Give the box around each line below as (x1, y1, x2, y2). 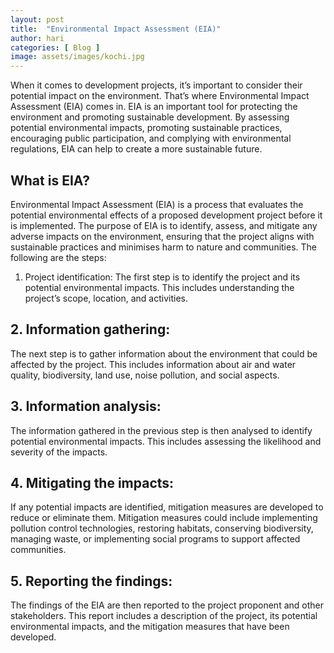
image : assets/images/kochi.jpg (10, 52, 145, 62)
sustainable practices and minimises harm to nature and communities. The (10, 241, 318, 253)
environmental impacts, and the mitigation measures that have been (10, 621, 290, 633)
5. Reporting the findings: (10, 572, 173, 590)
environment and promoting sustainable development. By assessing (10, 111, 290, 123)
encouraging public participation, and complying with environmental (10, 132, 292, 145)
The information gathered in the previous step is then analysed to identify (10, 424, 313, 436)
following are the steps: (10, 251, 107, 263)
